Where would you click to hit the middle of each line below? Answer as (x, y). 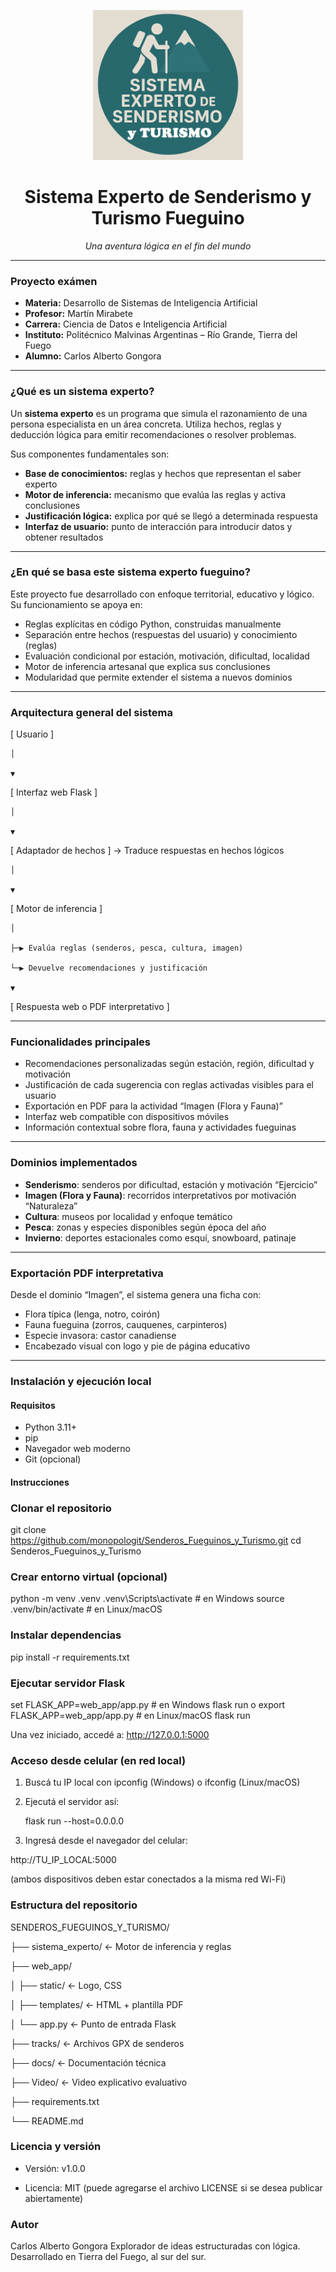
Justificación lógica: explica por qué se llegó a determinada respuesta (171, 516)
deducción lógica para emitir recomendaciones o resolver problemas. (153, 434)
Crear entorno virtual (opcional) (89, 1577)
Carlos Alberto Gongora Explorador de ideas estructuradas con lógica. (155, 2246)
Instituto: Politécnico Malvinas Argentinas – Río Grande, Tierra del (161, 335)
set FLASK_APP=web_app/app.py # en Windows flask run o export (148, 1704)
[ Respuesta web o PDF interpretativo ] (90, 1007)
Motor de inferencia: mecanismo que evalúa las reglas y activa (155, 494)
